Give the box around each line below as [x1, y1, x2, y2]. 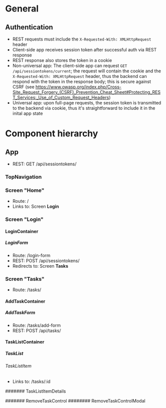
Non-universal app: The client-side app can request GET [12, 63, 127, 68]
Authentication [5, 23, 53, 31]
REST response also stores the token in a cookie [12, 57, 112, 63]
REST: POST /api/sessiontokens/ [12, 258, 80, 264]
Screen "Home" [5, 187, 44, 194]
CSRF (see [12, 84, 35, 90]
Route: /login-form [12, 252, 51, 258]
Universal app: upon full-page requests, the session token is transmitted [12, 100, 161, 105]
